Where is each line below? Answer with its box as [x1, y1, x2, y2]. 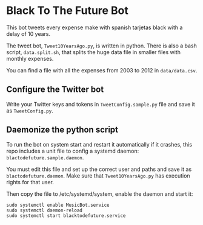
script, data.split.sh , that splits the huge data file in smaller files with [6, 48, 181, 55]
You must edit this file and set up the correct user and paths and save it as [6, 165, 192, 173]
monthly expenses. [6, 55, 54, 62]
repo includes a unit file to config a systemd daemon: [6, 147, 139, 154]
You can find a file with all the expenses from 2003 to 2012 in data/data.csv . [6, 66, 198, 74]
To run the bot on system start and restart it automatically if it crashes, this [6, 140, 193, 148]
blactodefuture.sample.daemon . [6, 153, 84, 161]
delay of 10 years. [6, 30, 51, 37]
